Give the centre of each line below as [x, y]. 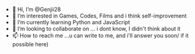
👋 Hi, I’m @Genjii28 [36, 9]
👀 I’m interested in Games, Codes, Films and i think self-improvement [99, 16]
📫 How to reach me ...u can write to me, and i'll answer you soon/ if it [100, 35]
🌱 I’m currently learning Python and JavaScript [71, 22]
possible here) [30, 44]
